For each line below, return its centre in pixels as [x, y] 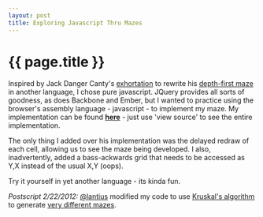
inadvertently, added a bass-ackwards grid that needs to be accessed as [127, 158]
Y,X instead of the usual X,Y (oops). [66, 166]
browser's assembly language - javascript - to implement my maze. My [124, 109]
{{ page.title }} [57, 62]
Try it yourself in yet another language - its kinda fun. [94, 181]
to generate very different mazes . [62, 205]
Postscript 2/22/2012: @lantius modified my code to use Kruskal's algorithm [131, 196]
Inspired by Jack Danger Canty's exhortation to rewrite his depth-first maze [131, 84]
